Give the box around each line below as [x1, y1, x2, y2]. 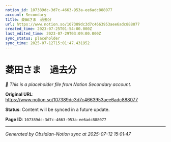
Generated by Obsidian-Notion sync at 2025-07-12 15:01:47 [5, 131, 131, 137]
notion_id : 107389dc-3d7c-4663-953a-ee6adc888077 [5, 7, 113, 13]
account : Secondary [5, 12, 47, 17]
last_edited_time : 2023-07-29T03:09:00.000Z [5, 31, 101, 36]
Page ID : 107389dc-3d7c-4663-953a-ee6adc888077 [5, 116, 107, 122]
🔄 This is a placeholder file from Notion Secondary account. [5, 81, 131, 87]
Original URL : [5, 91, 34, 97]
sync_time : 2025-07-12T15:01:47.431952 [5, 41, 90, 46]
